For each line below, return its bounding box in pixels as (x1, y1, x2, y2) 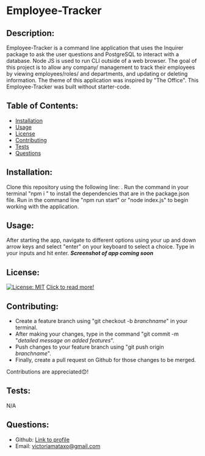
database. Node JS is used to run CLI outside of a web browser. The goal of (6, 57, 197, 64)
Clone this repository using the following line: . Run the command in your (6, 183, 189, 190)
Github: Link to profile (15, 436, 70, 443)
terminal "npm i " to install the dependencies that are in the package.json (6, 190, 190, 197)
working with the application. (6, 203, 79, 210)
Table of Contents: (6, 101, 79, 111)
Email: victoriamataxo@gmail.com (15, 442, 101, 449)
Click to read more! (46, 283, 95, 291)
